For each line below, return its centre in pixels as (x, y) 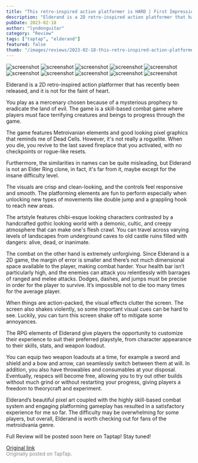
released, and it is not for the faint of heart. (58, 91)
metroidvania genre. (30, 425)
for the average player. (34, 291)
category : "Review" (30, 34)
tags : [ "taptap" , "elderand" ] (43, 39)
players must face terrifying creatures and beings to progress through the (95, 115)
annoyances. (22, 321)
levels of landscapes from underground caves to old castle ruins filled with (97, 236)
